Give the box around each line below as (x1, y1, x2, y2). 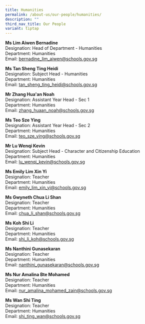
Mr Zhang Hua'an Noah (5, 91, 55, 97)
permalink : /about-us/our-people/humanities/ (5, 12, 101, 17)
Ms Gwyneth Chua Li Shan (5, 194, 61, 200)
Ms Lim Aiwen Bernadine (5, 40, 58, 46)
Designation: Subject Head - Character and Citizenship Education (5, 148, 140, 154)
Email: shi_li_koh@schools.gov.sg (5, 236, 74, 242)
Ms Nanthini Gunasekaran (5, 246, 61, 252)
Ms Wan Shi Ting (5, 297, 41, 303)
